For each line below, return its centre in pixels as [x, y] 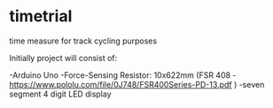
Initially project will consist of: [63, 58]
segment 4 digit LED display [61, 94]
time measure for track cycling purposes [83, 41]
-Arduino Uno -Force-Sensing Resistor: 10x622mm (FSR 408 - [123, 75]
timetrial [41, 16]
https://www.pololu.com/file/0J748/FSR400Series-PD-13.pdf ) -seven [137, 84]
